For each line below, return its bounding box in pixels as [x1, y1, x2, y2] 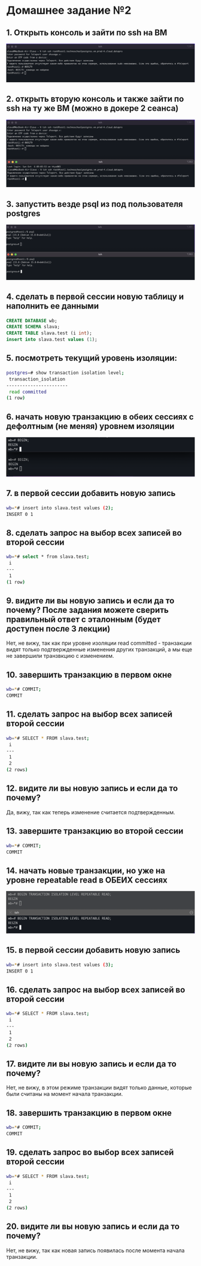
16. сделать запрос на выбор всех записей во [6, 984, 185, 995]
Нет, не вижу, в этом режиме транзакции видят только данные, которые [6, 1084, 193, 1091]
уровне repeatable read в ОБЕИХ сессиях [6, 875, 167, 885]
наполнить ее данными [6, 301, 99, 312]
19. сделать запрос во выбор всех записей [6, 1147, 174, 1158]
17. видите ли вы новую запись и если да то [6, 1059, 176, 1069]
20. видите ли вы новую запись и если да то [6, 1222, 180, 1232]
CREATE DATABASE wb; [6, 318, 58, 324]
